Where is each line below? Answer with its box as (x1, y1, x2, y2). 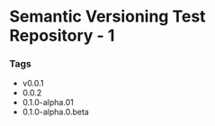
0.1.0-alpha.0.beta (22, 106, 90, 118)
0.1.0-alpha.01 (22, 97, 74, 108)
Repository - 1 (9, 25, 115, 46)
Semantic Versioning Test (9, 6, 206, 27)
